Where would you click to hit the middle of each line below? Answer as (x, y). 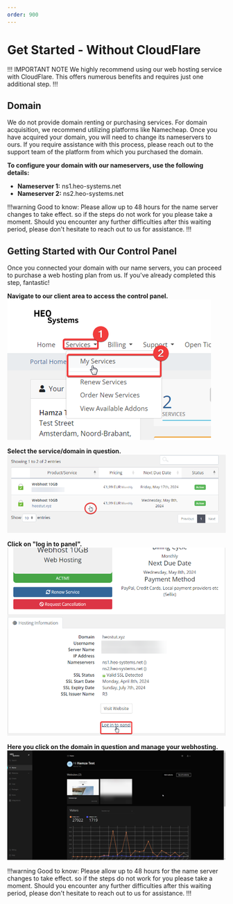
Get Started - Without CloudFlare (104, 50)
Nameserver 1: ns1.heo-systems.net (69, 186)
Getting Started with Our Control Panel (92, 251)
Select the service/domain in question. (64, 451)
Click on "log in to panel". (45, 544)
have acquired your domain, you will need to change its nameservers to (109, 137)
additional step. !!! (33, 84)
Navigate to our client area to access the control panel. (88, 296)
